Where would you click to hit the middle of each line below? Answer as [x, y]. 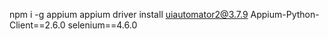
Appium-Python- [285, 14]
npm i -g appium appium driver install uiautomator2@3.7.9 [129, 14]
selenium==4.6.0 [102, 25]
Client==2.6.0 [37, 25]
